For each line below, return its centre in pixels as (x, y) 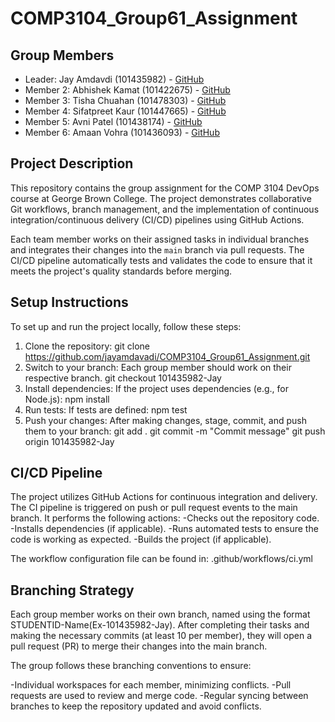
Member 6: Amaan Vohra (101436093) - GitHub (122, 132)
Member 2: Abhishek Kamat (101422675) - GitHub (127, 90)
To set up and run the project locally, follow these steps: (126, 326)
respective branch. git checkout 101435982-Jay (123, 378)
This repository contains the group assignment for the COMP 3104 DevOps (165, 188)
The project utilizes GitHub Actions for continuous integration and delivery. (164, 497)
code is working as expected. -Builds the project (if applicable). (141, 539)
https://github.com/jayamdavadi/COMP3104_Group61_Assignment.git (167, 356)
